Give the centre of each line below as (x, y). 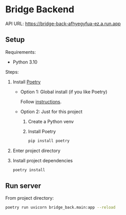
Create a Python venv (51, 121)
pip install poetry (49, 141)
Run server (23, 186)
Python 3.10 (25, 62)
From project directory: (29, 198)
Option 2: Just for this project (51, 112)
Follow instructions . (41, 101)
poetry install (29, 170)
